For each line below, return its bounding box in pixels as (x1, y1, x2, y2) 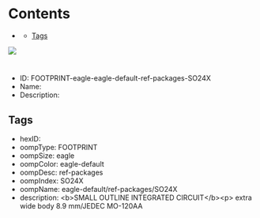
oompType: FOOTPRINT (19, 142, 98, 152)
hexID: (19, 133, 41, 143)
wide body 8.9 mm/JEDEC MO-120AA (19, 201, 143, 210)
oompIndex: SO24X (19, 175, 85, 186)
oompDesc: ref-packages (19, 167, 104, 177)
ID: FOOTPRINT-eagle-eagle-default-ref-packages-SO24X (19, 73, 211, 83)
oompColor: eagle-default (19, 159, 104, 168)
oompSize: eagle (19, 151, 75, 160)
